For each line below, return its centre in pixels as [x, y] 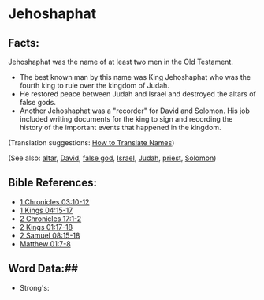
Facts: [24, 43]
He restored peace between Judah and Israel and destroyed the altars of [138, 94]
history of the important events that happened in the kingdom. [120, 127]
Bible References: [52, 183]
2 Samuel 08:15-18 [50, 235]
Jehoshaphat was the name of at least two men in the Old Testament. [121, 62]
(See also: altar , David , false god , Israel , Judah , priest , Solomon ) [112, 158]
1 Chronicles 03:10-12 [54, 201]
